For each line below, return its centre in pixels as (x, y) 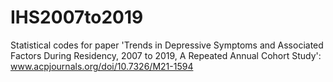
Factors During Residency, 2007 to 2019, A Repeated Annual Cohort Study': (166, 55)
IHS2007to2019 (77, 17)
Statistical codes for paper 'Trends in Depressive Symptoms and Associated (167, 45)
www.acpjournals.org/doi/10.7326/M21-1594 (102, 66)
